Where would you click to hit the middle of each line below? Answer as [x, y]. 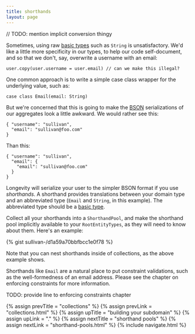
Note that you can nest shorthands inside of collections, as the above [90, 253]
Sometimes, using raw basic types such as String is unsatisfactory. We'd [95, 45]
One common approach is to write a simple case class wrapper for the [91, 79]
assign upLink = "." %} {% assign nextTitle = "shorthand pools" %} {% [91, 319]
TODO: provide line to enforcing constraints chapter [69, 295]
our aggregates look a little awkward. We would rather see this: [83, 113]
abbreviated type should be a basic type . [56, 206]
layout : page [22, 17]
